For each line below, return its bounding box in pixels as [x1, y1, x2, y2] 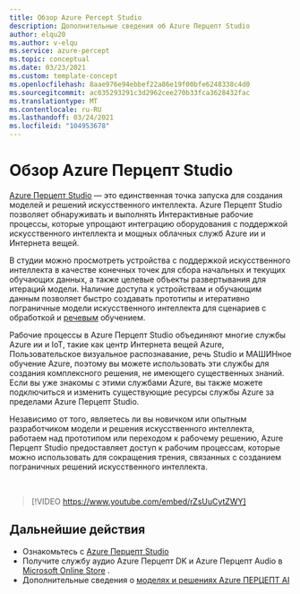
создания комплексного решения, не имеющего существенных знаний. [9, 367, 285, 378]
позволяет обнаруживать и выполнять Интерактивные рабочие [9, 208, 253, 220]
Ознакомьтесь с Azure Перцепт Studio [21, 546, 169, 556]
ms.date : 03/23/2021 [9, 64, 87, 73]
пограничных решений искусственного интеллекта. [9, 461, 208, 472]
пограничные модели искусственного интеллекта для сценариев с [9, 302, 267, 313]
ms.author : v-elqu [9, 38, 78, 48]
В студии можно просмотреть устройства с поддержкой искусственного [9, 255, 291, 266]
